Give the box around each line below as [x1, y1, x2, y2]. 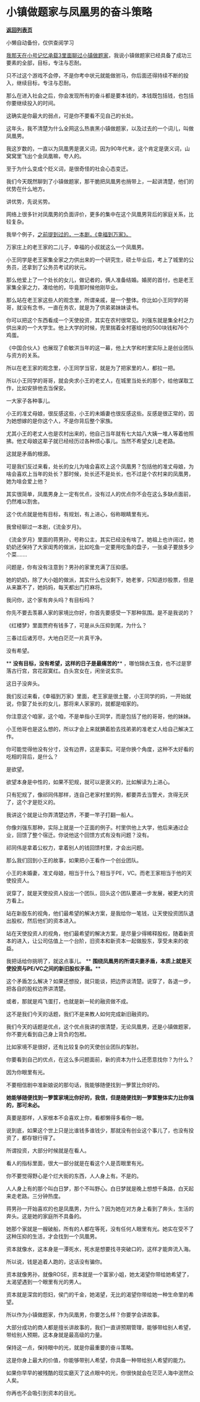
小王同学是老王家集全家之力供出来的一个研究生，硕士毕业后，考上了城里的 [6, 256, 189, 263]
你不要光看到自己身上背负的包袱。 [6, 1030, 90, 1037]
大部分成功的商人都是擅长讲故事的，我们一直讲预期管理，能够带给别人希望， [6, 1323, 194, 1331]
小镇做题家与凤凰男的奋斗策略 [6, 5, 153, 19]
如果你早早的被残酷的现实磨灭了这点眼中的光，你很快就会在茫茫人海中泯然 [6, 1369, 189, 1376]
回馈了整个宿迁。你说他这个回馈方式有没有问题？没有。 [16, 831, 152, 839]
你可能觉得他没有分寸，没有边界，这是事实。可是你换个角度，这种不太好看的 [6, 745, 194, 753]
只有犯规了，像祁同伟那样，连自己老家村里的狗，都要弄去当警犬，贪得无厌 [6, 791, 189, 798]
